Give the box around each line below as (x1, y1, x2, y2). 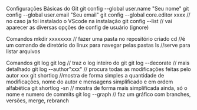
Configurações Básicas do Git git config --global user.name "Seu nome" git (6, 5, 189, 12)
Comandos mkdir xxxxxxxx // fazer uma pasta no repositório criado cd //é (6, 35, 186, 42)
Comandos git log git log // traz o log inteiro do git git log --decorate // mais (6, 59, 190, 66)
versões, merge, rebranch (6, 97, 69, 104)
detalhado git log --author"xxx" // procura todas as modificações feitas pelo (6, 66, 191, 73)
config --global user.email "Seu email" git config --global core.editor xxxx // (6, 11, 191, 18)
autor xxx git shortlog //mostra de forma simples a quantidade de (6, 72, 165, 79)
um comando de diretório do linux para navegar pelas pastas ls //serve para (6, 41, 191, 48)
